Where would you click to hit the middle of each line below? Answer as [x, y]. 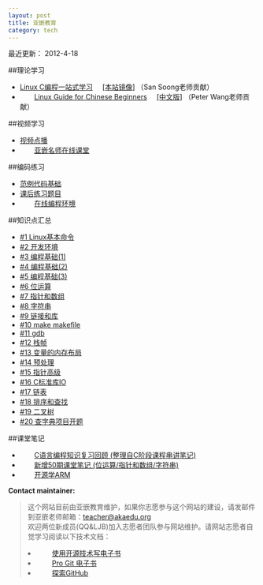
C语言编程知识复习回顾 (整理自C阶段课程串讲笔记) [115, 456]
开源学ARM [52, 475]
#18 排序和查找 [44, 402]
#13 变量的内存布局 [50, 353]
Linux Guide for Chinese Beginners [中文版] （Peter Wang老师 [139, 97]
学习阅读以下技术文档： [72, 537]
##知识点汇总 [30, 220]
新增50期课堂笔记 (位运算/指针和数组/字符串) [107, 465]
